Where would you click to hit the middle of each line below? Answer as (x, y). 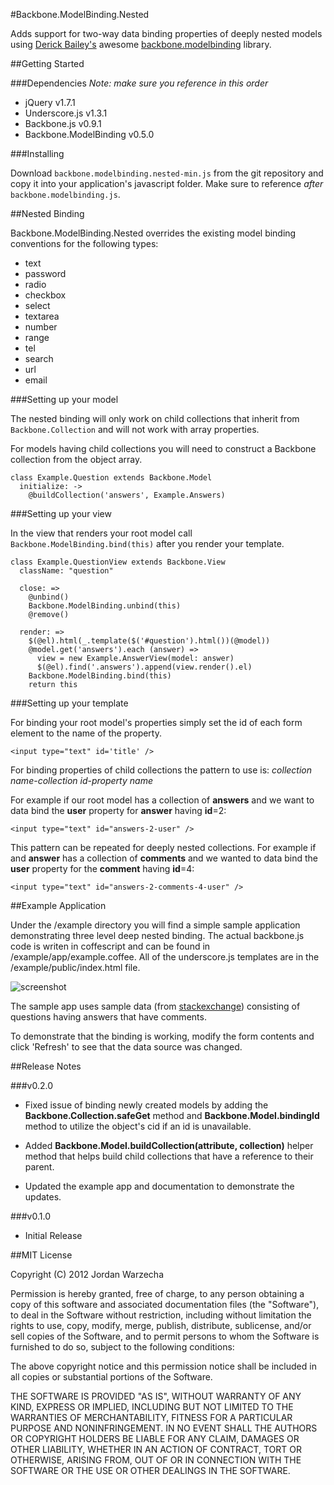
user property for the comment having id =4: (102, 868)
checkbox (45, 295)
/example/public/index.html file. (75, 967)
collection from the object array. (76, 459)
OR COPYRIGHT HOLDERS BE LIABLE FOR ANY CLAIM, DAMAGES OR (155, 1438)
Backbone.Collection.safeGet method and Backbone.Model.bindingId (172, 1115)
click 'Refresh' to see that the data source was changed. (126, 1047)
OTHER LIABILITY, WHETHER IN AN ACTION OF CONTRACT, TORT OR (156, 1449)
